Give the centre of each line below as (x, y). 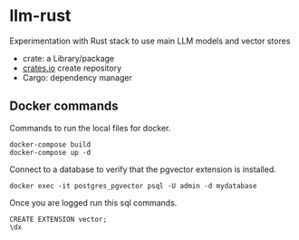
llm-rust (40, 16)
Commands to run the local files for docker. (90, 128)
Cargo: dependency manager (77, 77)
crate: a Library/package (68, 58)
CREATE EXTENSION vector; (58, 219)
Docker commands (64, 106)
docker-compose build (50, 144)
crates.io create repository (72, 68)
